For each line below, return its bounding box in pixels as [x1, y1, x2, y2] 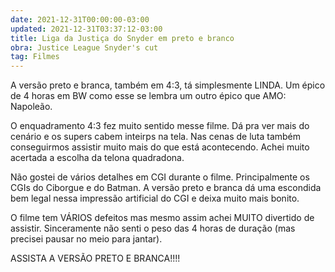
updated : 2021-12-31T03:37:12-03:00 [10, 24, 163, 34]
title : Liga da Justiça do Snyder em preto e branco [10, 33, 235, 43]
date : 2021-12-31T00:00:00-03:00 [10, 14, 150, 25]
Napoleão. [10, 101, 53, 113]
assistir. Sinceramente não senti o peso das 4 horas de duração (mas [10, 222, 296, 235]
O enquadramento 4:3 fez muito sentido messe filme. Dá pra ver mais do [10, 120, 310, 132]
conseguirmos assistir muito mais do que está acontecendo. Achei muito [10, 141, 310, 153]
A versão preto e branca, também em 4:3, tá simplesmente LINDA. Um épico [10, 79, 326, 91]
